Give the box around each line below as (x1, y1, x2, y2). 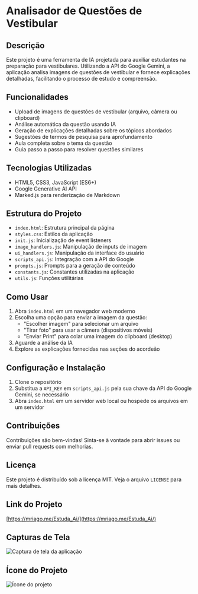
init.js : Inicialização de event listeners (14, 237, 112, 244)
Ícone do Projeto (6, 565, 68, 575)
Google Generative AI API (14, 185, 77, 192)
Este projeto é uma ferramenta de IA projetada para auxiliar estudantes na (6, 56, 186, 63)
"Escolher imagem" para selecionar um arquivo (23, 320, 139, 328)
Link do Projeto (6, 500, 63, 510)
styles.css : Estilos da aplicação (14, 230, 93, 238)
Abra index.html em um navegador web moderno (14, 307, 136, 315)
